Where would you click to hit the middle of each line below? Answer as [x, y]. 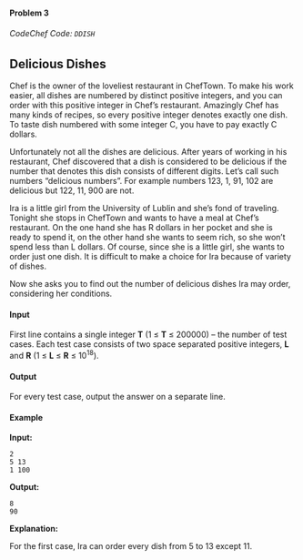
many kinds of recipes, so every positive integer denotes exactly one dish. [149, 115]
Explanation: [34, 529]
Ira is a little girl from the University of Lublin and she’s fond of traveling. [144, 209]
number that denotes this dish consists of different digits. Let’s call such [144, 171]
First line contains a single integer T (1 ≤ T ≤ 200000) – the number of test [148, 335]
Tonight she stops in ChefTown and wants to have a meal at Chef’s [134, 218]
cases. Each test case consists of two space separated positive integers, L [149, 344]
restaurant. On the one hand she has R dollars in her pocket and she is [141, 228]
